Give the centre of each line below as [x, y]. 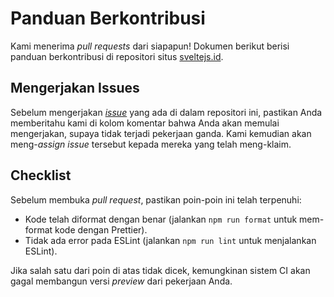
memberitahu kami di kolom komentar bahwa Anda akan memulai [145, 123]
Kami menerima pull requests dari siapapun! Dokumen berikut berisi [150, 46]
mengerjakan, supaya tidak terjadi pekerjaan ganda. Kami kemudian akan [161, 133]
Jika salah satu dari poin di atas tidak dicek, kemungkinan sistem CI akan [160, 270]
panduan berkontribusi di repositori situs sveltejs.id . [117, 56]
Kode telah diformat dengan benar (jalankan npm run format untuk [161, 219]
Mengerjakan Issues [75, 88]
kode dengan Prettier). [101, 229]
